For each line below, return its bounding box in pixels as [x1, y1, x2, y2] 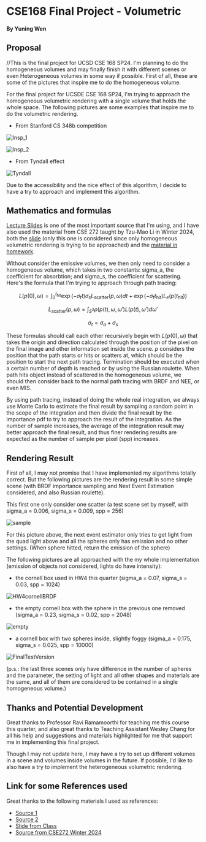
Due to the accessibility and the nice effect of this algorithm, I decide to [6, 181, 187, 188]
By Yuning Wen [6, 25, 47, 32]
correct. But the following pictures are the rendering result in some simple [6, 476, 193, 483]
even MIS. [6, 385, 32, 392]
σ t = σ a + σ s [88, 319, 118, 327]
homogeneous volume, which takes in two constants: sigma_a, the [6, 266, 174, 274]
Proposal [6, 43, 42, 53]
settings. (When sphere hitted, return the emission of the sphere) [6, 544, 170, 551]
